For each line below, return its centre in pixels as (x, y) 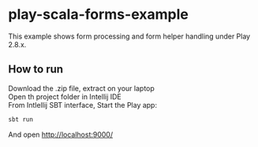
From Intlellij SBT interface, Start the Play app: (83, 105)
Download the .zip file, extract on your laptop (82, 88)
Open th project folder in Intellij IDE (65, 97)
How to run (36, 70)
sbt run (21, 119)
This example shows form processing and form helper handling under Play (129, 36)
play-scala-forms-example (99, 15)
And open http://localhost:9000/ (60, 134)
